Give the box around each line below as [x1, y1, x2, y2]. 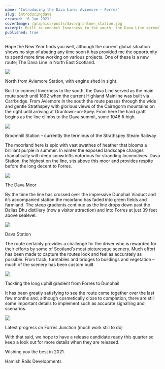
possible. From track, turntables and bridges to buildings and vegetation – [5, 257, 155, 262]
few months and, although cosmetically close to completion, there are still [5, 295, 155, 301]
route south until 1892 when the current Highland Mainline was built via [5, 93, 149, 99]
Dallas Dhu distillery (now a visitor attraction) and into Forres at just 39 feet [5, 207, 157, 213]
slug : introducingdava [5, 12, 52, 17]
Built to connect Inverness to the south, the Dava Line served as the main [5, 88, 154, 94]
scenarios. [5, 306, 27, 311]
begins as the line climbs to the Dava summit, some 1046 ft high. [5, 114, 136, 120]
